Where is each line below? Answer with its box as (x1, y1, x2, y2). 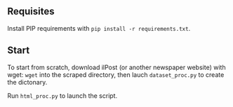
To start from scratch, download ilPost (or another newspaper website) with (7, 63, 226, 71)
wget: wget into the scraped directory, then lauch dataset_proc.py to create (7, 70, 225, 79)
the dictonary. (7, 78, 48, 86)
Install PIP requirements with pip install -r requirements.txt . (7, 24, 191, 32)
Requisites (7, 6, 55, 17)
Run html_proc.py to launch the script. (7, 91, 118, 100)
